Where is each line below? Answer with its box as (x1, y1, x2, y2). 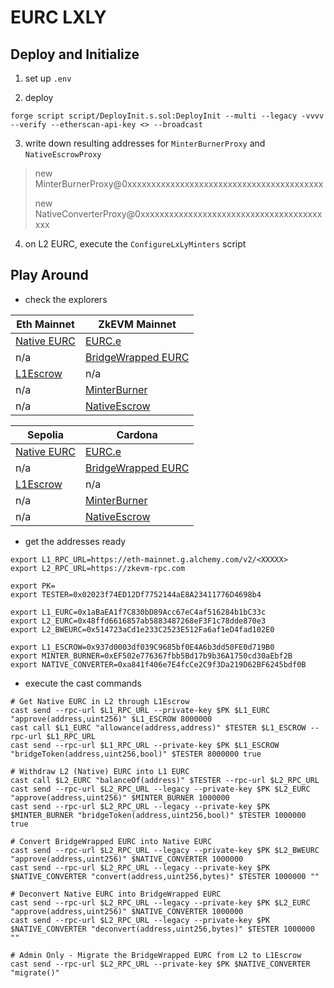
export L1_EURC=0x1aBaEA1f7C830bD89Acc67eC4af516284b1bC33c (10, 607, 267, 617)
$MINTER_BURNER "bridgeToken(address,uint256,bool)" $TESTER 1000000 (10, 810, 307, 820)
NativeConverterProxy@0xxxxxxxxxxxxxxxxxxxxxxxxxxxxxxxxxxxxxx (34, 208, 323, 220)
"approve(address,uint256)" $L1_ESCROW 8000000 (10, 714, 213, 724)
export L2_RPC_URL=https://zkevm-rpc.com (10, 563, 186, 573)
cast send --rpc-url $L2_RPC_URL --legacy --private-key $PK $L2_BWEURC (10, 845, 320, 855)
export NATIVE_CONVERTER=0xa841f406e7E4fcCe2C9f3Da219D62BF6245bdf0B (10, 659, 307, 670)
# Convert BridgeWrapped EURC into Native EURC (10, 836, 213, 846)
